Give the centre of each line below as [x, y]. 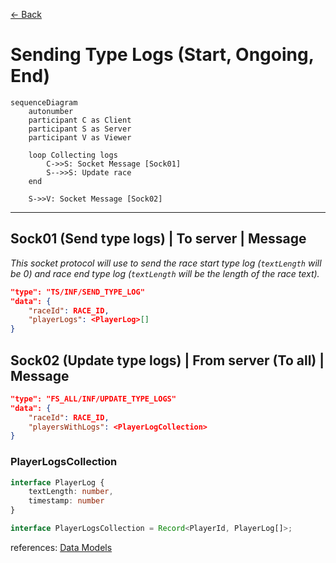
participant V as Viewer [80, 137]
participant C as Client [80, 120]
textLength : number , [71, 492]
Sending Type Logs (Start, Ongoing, [162, 55]
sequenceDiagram [44, 102]
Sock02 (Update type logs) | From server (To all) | [167, 360]
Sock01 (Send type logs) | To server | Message [158, 239]
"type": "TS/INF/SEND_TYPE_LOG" [77, 292]
